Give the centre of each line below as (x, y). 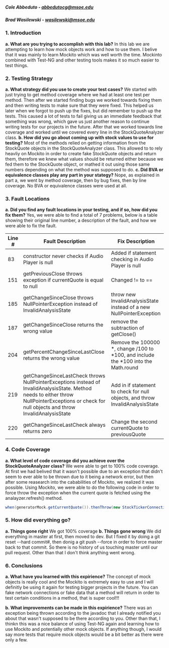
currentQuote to (130, 428)
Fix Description (136, 241)
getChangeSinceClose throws (58, 298)
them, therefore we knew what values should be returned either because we (84, 159)
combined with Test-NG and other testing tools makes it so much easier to (82, 60)
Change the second (134, 422)
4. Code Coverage (28, 449)
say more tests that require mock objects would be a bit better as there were (84, 634)
